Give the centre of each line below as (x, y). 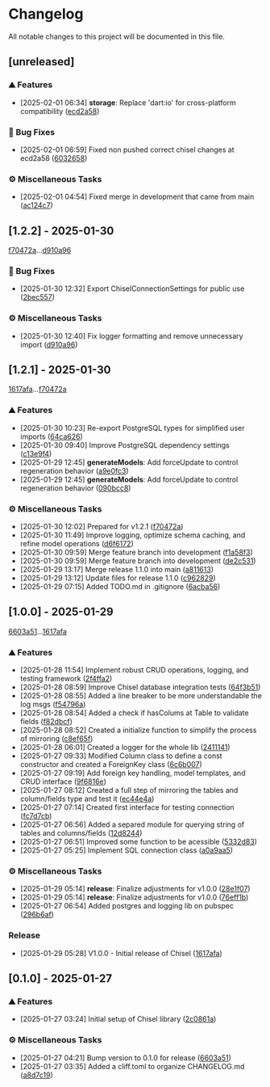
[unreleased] (42, 62)
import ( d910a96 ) (49, 344)
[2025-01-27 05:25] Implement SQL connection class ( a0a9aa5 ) (127, 850)
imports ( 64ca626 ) (51, 436)
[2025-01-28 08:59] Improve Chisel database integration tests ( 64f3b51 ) (140, 687)
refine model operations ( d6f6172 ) (77, 544)
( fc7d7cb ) (36, 816)
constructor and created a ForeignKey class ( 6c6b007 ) (111, 765)
